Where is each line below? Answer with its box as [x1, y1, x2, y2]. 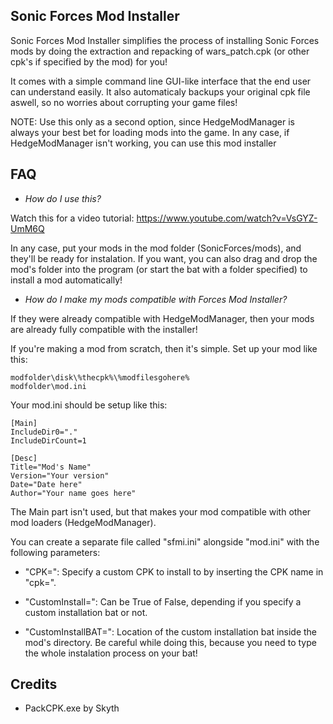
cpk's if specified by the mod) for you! [10, 55, 168, 68]
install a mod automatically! [10, 274, 123, 286]
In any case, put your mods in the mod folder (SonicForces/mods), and [10, 242, 302, 254]
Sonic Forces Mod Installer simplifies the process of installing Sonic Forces [10, 34, 320, 46]
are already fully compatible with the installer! [10, 323, 198, 335]
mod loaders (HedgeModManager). [10, 516, 157, 528]
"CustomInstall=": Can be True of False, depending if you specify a [24, 595, 302, 608]
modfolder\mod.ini [10, 381, 87, 391]
